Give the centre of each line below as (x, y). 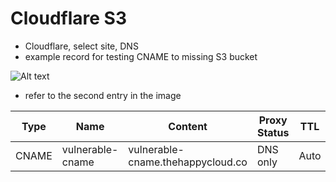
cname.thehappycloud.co (188, 162)
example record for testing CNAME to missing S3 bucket (141, 56)
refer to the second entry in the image (103, 95)
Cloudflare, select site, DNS (81, 46)
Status (273, 132)
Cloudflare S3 (68, 18)
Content (188, 126)
